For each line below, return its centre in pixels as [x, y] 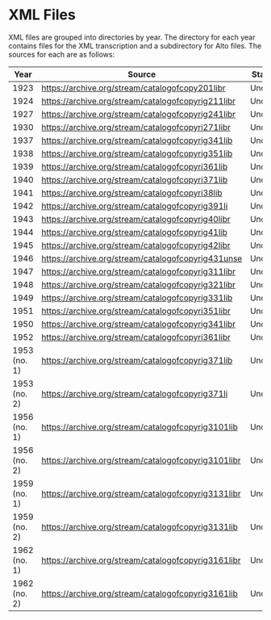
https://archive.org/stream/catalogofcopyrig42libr [136, 245]
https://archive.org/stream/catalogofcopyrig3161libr [141, 560]
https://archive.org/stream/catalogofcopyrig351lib [137, 153]
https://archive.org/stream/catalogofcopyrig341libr [139, 324]
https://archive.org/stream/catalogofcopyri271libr [136, 127]
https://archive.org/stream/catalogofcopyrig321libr [139, 284]
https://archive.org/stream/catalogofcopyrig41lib [134, 232]
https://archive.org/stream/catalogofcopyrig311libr [139, 271]
